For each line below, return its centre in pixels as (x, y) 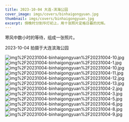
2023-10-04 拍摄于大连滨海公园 (37, 48)
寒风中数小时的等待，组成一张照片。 (41, 37)
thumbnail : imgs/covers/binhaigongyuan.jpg (50, 18)
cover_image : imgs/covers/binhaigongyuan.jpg (52, 14)
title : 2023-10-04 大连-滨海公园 (37, 9)
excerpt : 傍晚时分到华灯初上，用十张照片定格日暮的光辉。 (56, 23)
